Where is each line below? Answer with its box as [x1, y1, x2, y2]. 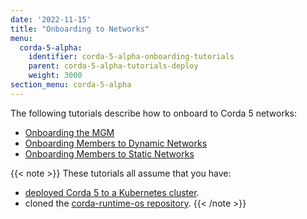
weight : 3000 [28, 71, 83, 81]
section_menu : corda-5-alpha [10, 80, 132, 90]
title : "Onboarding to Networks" [10, 24, 150, 34]
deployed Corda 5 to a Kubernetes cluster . [24, 186, 200, 198]
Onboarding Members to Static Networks [24, 147, 195, 160]
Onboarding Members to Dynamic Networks [24, 137, 208, 149]
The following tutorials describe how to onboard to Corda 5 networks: [10, 107, 298, 119]
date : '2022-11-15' [10, 14, 92, 25]
